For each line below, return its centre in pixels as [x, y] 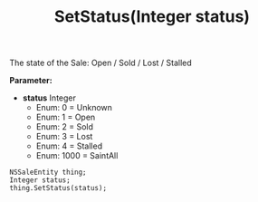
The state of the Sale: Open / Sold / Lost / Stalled [100, 63]
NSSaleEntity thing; [48, 173]
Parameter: [31, 81]
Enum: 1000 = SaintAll [77, 156]
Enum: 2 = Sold [64, 127]
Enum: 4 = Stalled [69, 146]
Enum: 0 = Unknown [74, 108]
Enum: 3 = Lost [64, 137]
